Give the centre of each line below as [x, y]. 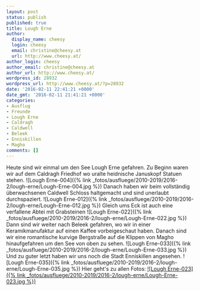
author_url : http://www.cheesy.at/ [50, 73]
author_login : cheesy [33, 61]
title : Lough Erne [29, 28]
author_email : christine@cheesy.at [50, 67]
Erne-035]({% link [47, 262]
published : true [26, 23]
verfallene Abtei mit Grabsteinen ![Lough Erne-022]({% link [79, 212]
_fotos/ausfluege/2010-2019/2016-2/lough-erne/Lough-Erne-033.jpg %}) [96, 250]
